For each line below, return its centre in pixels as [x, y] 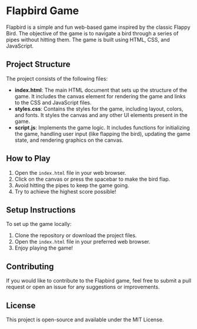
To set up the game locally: [39, 224]
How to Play [29, 159]
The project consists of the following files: [57, 78]
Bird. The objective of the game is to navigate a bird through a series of [92, 33]
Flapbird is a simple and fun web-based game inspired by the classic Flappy [98, 27]
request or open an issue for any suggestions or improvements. [83, 287]
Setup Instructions [41, 210]
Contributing [30, 266]
